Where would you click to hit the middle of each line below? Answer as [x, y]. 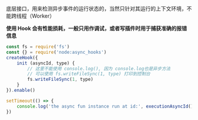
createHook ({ [22, 57]
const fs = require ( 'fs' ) [38, 47]
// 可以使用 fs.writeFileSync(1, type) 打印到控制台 [89, 74]
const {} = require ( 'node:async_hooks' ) [57, 52]
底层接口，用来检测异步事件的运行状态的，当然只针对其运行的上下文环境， [96, 8]
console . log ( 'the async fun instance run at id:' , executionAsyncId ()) [106, 106]
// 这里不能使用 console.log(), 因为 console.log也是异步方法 [99, 68]
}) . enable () [21, 90]
